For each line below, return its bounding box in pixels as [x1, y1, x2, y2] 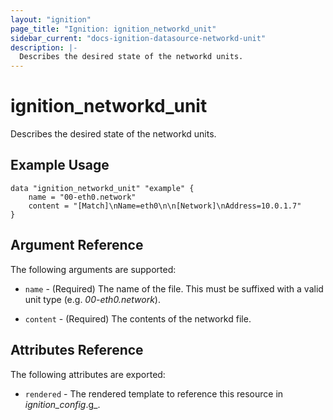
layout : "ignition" [10, 14, 92, 25]
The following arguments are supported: [10, 263, 177, 275]
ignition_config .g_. [24, 398, 101, 410]
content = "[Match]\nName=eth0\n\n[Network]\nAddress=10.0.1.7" [28, 201, 302, 211]
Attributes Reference [10, 342, 144, 359]
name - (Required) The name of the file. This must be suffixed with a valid [24, 282, 324, 295]
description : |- [10, 42, 78, 53]
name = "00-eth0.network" [28, 192, 137, 202]
